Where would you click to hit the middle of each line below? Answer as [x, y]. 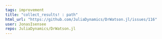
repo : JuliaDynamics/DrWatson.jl [40, 29]
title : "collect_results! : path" [42, 15]
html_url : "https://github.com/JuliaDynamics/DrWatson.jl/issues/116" [81, 19]
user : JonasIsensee [26, 24]
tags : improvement [25, 10]
